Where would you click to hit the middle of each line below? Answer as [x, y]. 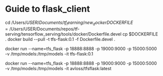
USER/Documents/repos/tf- [52, 29]
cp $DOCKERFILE [140, 34]
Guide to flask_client [48, 9]
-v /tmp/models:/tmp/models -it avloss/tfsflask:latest [58, 68]
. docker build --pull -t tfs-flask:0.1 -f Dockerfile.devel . [60, 39]
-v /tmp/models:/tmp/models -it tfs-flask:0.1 [49, 54]
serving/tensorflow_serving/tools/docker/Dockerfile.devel [63, 34]
